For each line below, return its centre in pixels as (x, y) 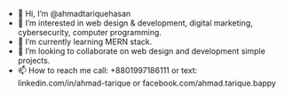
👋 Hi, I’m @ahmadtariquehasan (74, 14)
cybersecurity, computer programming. (90, 32)
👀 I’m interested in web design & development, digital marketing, (135, 23)
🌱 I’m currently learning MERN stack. (85, 41)
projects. (34, 60)
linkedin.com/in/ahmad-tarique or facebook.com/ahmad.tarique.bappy (147, 83)
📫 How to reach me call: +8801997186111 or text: (107, 70)
